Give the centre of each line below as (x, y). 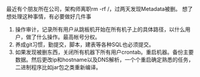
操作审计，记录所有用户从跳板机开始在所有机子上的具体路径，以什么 (100, 29)
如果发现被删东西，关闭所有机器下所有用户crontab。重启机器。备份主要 (104, 52)
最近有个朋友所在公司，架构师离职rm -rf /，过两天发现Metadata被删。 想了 (99, 9)
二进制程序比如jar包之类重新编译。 (58, 67)
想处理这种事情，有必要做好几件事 (49, 16)
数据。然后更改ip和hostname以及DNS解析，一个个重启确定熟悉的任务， (104, 60)
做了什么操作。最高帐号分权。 (63, 37)
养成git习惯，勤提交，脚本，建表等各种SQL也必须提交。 (85, 45)
